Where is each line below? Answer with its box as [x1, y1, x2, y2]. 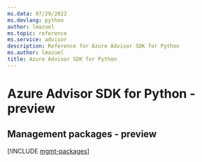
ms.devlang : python [7, 17, 64, 24]
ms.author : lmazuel [7, 50, 64, 57]
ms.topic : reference [7, 29, 68, 37]
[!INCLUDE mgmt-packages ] [7, 147, 89, 155]
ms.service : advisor [7, 36, 68, 43]
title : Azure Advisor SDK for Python [7, 56, 117, 63]
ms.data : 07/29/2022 [7, 10, 68, 17]
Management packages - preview [7, 128, 157, 140]
